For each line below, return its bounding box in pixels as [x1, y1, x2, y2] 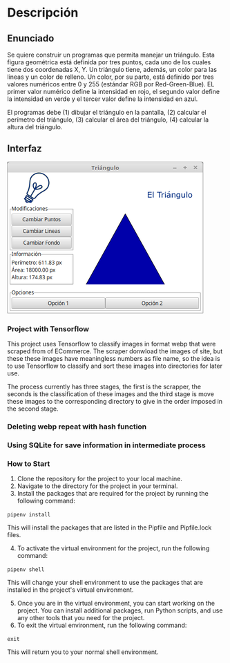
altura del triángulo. [7, 123, 63, 131]
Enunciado [7, 32, 55, 44]
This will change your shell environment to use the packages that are [7, 579, 204, 587]
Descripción [7, 5, 79, 21]
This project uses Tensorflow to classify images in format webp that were [7, 340, 216, 348]
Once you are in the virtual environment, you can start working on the [17, 599, 215, 608]
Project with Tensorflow [7, 324, 90, 333]
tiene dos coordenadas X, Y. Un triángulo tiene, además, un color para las [7, 66, 218, 73]
